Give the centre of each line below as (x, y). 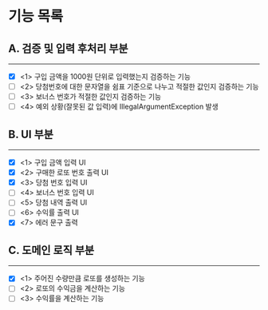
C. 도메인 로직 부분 (51, 250)
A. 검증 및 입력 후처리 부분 (69, 48)
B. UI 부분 (31, 134)
